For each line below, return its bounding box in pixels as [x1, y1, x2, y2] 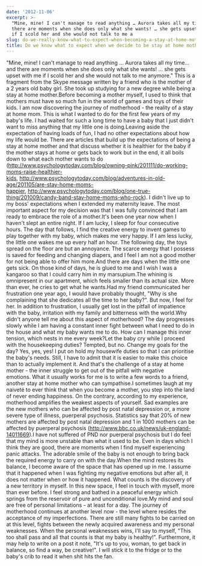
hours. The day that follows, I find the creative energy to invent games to [6, 226, 186, 233]
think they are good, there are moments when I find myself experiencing [6, 444, 185, 451]
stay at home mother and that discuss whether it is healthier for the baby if [6, 142, 191, 150]
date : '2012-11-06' [6, 8, 55, 15]
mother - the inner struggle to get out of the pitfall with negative [6, 366, 164, 374]
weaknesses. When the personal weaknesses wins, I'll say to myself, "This [6, 527, 191, 534]
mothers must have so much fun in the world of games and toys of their [6, 97, 184, 104]
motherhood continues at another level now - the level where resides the [6, 507, 186, 515]
